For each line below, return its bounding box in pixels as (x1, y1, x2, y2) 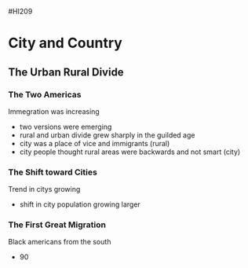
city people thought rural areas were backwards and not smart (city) (19, 147, 241, 156)
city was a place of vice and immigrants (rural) (19, 138, 170, 148)
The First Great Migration (8, 219, 106, 230)
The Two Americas (8, 89, 82, 100)
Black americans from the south (8, 237, 111, 247)
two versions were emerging (19, 122, 112, 131)
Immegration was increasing (8, 106, 100, 116)
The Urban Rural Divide (8, 65, 124, 79)
